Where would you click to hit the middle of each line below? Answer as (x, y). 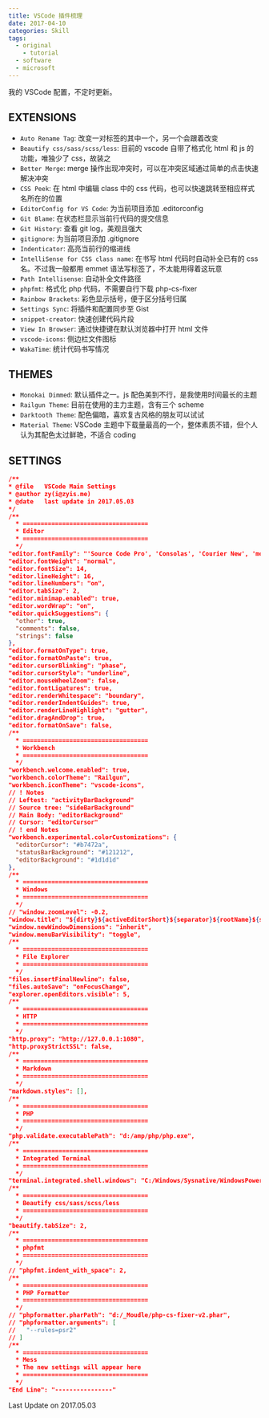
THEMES (31, 374)
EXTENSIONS (42, 118)
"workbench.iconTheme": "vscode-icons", (77, 785)
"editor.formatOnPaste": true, (60, 658)
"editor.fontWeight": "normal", (62, 561)
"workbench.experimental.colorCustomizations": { (93, 837)
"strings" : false (44, 636)
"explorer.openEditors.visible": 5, (69, 994)
